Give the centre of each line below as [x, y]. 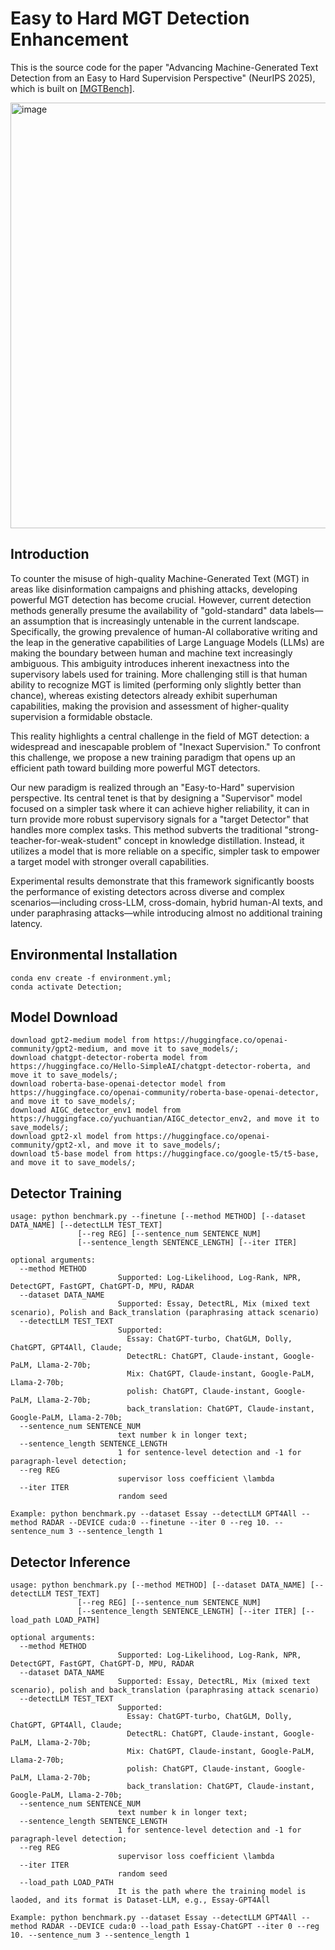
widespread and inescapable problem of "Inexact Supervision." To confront [165, 746]
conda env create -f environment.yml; [91, 978]
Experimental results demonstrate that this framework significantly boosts [162, 881]
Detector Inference [70, 1562]
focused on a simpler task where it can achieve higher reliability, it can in [160, 808]
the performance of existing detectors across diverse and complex [147, 891]
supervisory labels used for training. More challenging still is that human [159, 674]
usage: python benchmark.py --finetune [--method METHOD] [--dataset [158, 1217]
